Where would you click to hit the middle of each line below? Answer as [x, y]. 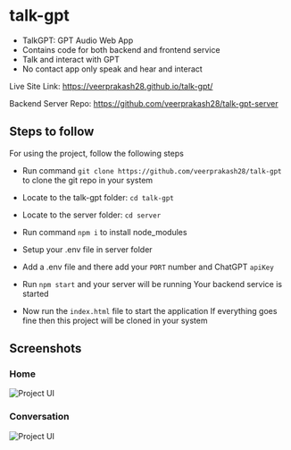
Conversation [39, 417]
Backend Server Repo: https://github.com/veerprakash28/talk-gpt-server [144, 103]
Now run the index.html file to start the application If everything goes [150, 310]
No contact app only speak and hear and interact [112, 69]
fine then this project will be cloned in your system [115, 320]
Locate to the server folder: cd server [91, 215]
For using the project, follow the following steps [97, 153]
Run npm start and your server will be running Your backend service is [152, 284]
